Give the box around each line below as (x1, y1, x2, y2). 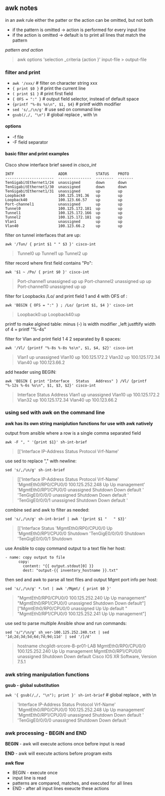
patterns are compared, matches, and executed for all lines (12, 780, 132, 786)
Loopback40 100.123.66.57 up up (5, 197, 123, 202)
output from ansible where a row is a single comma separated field (5, 430, 141, 436)
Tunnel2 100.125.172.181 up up (5, 215, 123, 220)
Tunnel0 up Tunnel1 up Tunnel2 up (17, 250, 88, 256)
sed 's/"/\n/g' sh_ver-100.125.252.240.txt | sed (5, 629, 110, 635)
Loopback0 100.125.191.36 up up (5, 193, 123, 198)
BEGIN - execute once (12, 770, 58, 776)
